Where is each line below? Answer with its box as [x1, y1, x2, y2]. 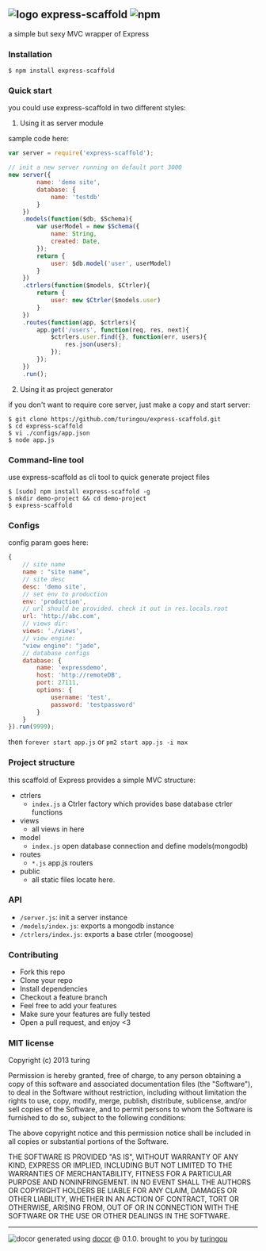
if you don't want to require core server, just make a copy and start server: [8, 400, 251, 409]
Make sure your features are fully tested [19, 1009, 150, 1019]
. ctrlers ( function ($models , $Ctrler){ [22, 282, 150, 290]
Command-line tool [8, 454, 85, 465]
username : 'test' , [50, 693, 112, 701]
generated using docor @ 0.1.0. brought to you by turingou [36, 1234, 228, 1244]
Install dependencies [19, 984, 89, 994]
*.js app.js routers [31, 858, 93, 867]
